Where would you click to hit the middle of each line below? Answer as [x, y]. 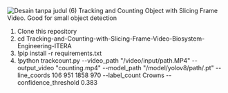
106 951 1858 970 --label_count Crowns [108, 75]
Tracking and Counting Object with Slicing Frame [148, 11]
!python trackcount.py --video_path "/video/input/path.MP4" [104, 61]
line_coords [34, 75]
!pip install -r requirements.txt [59, 53]
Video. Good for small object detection [62, 18]
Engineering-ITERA [45, 46]
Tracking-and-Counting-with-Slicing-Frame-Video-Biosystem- [116, 39]
